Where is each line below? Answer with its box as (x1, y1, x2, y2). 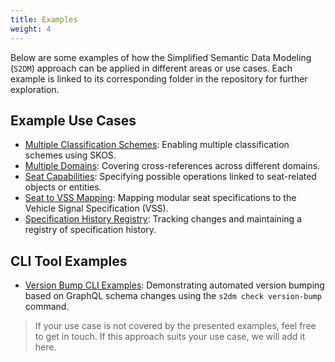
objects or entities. (24, 181, 102, 193)
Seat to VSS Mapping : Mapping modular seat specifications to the (24, 192, 297, 204)
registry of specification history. (24, 224, 157, 236)
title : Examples (10, 14, 78, 25)
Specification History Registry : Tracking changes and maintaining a (24, 213, 302, 225)
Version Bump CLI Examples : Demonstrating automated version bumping (24, 279, 325, 291)
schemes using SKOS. (24, 149, 117, 161)
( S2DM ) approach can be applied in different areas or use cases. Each (10, 62, 293, 74)
